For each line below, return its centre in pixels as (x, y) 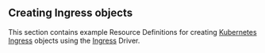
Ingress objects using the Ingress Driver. (74, 40)
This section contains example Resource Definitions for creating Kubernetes (132, 32)
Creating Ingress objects (71, 13)
